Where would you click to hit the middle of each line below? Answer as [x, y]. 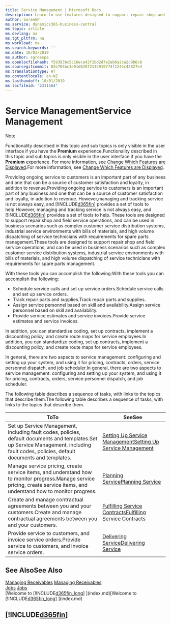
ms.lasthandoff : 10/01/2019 [35, 81]
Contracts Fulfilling [124, 512]
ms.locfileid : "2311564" [32, 85]
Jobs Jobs [16, 588]
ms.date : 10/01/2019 [27, 52]
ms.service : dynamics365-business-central [51, 24]
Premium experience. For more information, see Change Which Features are [85, 162]
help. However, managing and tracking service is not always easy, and [78, 210]
